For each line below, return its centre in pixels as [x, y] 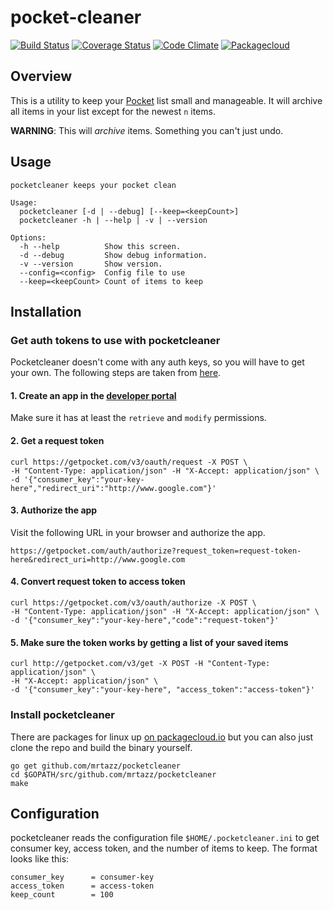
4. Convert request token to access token [98, 582]
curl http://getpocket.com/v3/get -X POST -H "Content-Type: [140, 664]
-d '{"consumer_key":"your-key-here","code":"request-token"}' [145, 621]
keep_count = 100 [62, 895]
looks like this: [40, 859]
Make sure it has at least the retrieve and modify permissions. [138, 418]
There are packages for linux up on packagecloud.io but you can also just [162, 737]
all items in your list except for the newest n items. [113, 111]
